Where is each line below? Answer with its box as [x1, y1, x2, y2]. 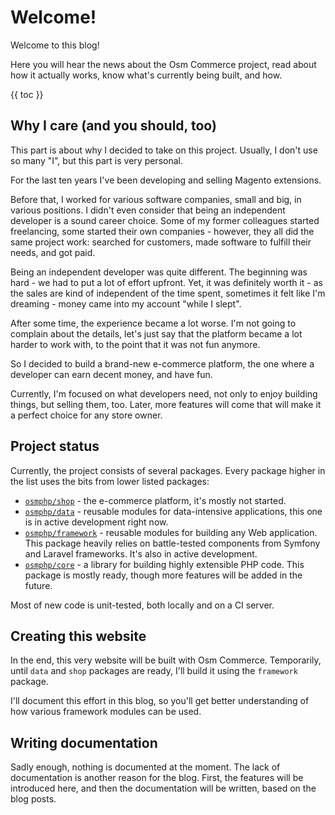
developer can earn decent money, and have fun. [10, 368, 213, 380]
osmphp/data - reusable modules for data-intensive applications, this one [24, 505, 323, 517]
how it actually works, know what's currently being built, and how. [10, 69, 283, 81]
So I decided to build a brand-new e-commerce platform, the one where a [10, 357, 315, 370]
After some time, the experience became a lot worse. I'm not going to [10, 317, 297, 329]
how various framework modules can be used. [10, 706, 202, 718]
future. [24, 579, 53, 591]
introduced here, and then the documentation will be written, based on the [10, 782, 317, 795]
